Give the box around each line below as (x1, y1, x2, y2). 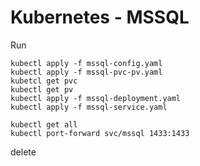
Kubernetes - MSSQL (10, 6, 190, 29)
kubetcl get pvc (10, 76, 78, 86)
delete (10, 146, 37, 158)
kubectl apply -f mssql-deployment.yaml (10, 93, 182, 103)
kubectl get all (10, 119, 78, 130)
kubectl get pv (10, 84, 74, 95)
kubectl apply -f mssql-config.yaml (10, 58, 163, 68)
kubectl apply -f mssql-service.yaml (10, 102, 168, 112)
